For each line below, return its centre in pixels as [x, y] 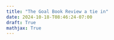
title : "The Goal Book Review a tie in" [58, 11]
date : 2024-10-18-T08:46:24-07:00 [49, 17]
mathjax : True [24, 28]
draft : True [21, 22]
